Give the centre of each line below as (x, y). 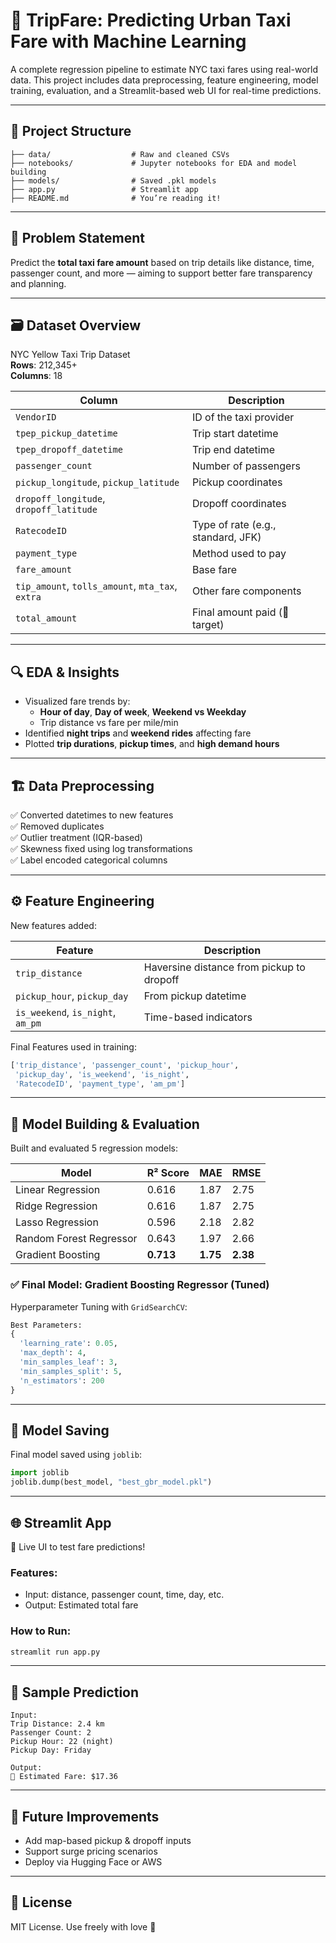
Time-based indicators (198, 1017)
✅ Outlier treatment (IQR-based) (76, 837)
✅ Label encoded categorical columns (89, 860)
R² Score (168, 1173)
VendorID (36, 417)
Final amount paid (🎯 (240, 612)
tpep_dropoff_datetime (69, 450)
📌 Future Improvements (85, 1816)
